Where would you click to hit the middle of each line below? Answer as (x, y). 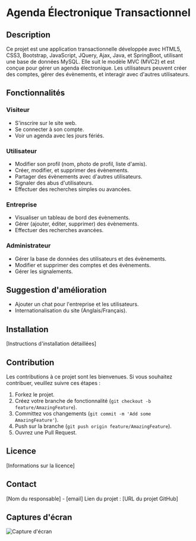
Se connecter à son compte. (49, 129)
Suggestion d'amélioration (56, 290)
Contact (21, 484)
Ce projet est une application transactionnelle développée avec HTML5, (94, 49)
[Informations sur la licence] (41, 465)
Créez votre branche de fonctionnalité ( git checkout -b (83, 401)
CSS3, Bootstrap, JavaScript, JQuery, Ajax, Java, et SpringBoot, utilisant (94, 55)
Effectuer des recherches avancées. (59, 230)
